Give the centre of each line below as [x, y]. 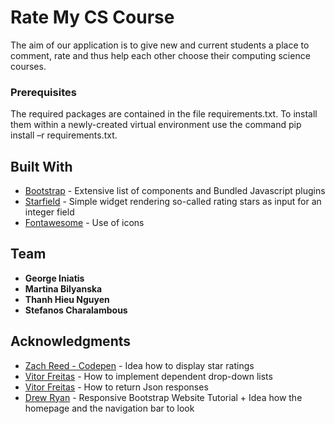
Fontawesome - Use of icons [84, 223]
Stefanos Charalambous [76, 310]
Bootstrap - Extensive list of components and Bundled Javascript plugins [175, 191]
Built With [41, 166]
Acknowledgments [71, 341]
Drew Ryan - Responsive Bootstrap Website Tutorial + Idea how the [163, 397]
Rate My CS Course [92, 17]
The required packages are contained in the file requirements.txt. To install [164, 114]
